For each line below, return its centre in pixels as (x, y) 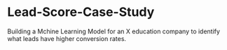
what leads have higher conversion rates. (67, 38)
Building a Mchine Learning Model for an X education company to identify (114, 31)
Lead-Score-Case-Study (81, 12)
